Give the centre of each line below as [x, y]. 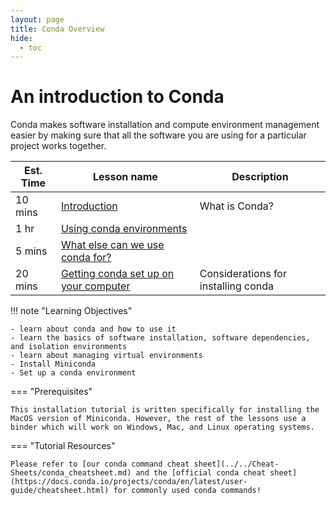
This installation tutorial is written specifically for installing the [165, 410]
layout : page [37, 19]
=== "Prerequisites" [51, 392]
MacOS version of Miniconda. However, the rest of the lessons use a [158, 419]
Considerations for [243, 274]
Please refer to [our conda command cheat [100, 464]
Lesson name [125, 177]
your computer [95, 286]
